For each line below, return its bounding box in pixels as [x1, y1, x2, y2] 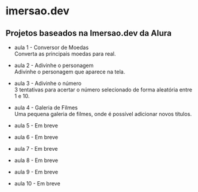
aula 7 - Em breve [14, 145, 58, 152]
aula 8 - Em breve [14, 157, 58, 164]
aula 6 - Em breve [14, 133, 58, 141]
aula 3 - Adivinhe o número [14, 80, 82, 87]
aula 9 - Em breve [14, 169, 58, 175]
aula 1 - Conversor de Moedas [14, 44, 89, 51]
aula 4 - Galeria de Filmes [14, 104, 78, 111]
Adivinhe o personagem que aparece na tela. [14, 68, 126, 75]
